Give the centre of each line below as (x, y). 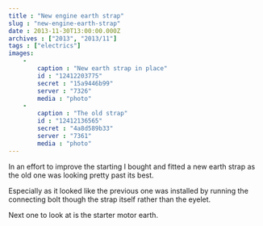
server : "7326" (65, 91)
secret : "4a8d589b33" (75, 128)
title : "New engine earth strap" (67, 16)
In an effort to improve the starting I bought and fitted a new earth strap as (132, 166)
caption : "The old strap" (83, 114)
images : (21, 53)
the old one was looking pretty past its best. (81, 175)
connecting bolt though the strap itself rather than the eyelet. (110, 199)
